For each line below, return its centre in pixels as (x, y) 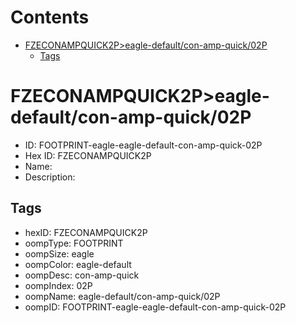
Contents (50, 17)
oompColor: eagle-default (78, 264)
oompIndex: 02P (58, 285)
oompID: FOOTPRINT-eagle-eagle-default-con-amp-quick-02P (155, 307)
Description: (50, 177)
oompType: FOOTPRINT (74, 243)
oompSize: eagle (59, 253)
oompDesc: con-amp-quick (82, 275)
